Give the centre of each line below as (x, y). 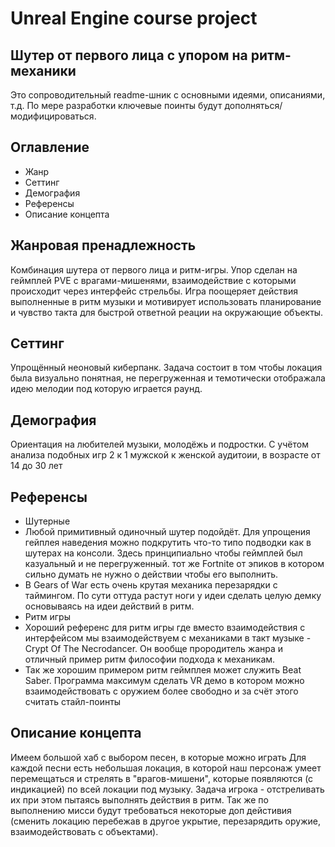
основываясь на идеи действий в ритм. (109, 606)
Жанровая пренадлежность (103, 245)
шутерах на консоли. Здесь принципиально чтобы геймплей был (163, 553)
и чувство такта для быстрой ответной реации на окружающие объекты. (167, 312)
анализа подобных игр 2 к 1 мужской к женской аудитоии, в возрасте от (165, 455)
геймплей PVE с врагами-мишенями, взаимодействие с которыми (153, 280)
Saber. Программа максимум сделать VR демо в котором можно (164, 681)
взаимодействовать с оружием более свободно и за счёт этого (161, 691)
